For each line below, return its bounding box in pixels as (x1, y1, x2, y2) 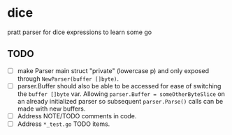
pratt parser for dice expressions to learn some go (7, 28, 152, 36)
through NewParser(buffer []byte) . (17, 74, 119, 83)
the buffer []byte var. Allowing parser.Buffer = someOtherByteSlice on (17, 89, 226, 98)
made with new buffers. (17, 104, 86, 113)
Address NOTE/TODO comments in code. (17, 111, 137, 120)
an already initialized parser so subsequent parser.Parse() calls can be (17, 97, 224, 105)
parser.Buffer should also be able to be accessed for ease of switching (17, 81, 222, 90)
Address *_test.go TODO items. (17, 120, 110, 128)
